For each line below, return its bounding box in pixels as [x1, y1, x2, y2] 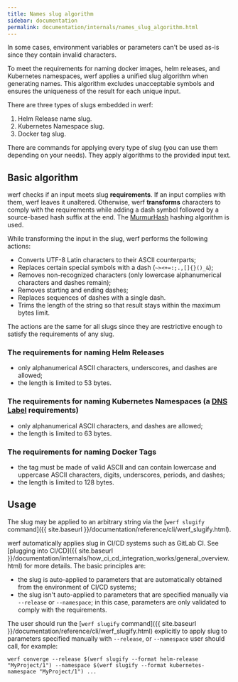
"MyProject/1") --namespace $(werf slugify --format [7, 661, 167, 669]
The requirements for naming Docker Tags [7, 447, 157, 457]
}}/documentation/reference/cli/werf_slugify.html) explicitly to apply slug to [7, 627, 227, 635]
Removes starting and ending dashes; [17, 286, 129, 295]
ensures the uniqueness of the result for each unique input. [7, 87, 181, 96]
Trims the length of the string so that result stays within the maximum [17, 301, 221, 310]
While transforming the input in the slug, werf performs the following [7, 234, 208, 243]
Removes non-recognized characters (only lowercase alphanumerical [17, 271, 222, 279]
